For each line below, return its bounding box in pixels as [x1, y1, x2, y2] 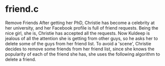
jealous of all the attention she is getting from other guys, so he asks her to [5, 35, 158, 41]
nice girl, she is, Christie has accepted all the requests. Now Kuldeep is [5, 30, 150, 36]
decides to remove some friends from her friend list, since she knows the [5, 46, 155, 52]
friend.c [5, 3, 39, 15]
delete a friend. [5, 56, 36, 62]
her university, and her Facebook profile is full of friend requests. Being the [5, 25, 159, 31]
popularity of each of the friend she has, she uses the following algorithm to [5, 51, 160, 57]
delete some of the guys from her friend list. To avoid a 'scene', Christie [5, 40, 152, 46]
